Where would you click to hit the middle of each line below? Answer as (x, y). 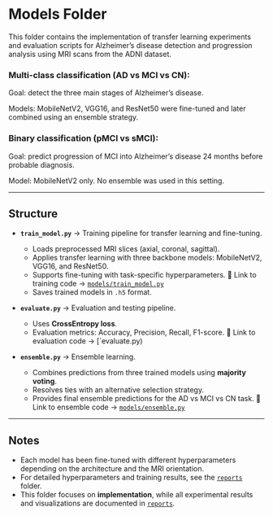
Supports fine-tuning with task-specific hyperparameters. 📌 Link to (145, 275)
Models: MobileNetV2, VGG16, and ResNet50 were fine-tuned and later (127, 109)
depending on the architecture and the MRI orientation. (112, 469)
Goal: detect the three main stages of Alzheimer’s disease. (106, 93)
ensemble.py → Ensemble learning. (78, 357)
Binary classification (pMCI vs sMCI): (83, 138)
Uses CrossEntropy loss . (75, 324)
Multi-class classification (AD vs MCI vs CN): (99, 75)
